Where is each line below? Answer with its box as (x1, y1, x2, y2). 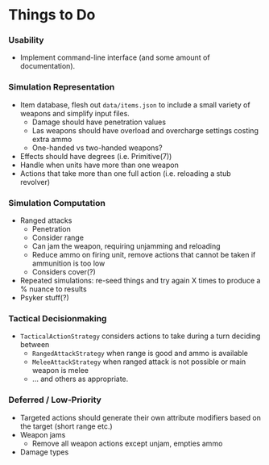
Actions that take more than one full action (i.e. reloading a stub (19, 168, 231, 178)
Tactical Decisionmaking (8, 313, 107, 324)
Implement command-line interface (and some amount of (19, 52, 211, 62)
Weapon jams (19, 429, 66, 439)
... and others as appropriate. (31, 374, 129, 384)
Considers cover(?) (31, 267, 97, 277)
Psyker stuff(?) (19, 293, 70, 303)
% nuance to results (19, 284, 87, 294)
